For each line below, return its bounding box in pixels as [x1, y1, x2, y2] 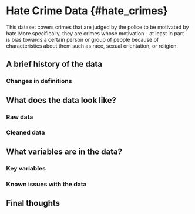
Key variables [6, 164, 46, 172]
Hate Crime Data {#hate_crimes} [6, 4, 169, 18]
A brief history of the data [6, 59, 103, 69]
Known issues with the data [6, 180, 87, 188]
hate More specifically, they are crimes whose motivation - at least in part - [6, 29, 188, 36]
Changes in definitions [6, 77, 72, 85]
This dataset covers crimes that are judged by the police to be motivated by [6, 24, 189, 31]
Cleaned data [6, 128, 45, 136]
